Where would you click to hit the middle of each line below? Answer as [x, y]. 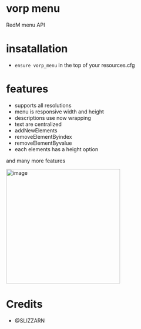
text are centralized [38, 124]
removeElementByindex [43, 136]
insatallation [37, 49]
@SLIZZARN [30, 320]
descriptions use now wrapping [53, 118]
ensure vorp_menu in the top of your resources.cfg [75, 65]
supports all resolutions [43, 105]
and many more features [36, 161]
